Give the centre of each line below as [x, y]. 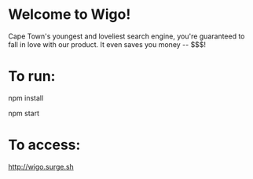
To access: [44, 145]
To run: [32, 77]
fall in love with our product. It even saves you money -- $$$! [107, 44]
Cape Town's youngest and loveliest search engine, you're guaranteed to [126, 36]
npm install [26, 98]
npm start [24, 113]
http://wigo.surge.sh [41, 166]
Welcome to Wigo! [70, 15]
